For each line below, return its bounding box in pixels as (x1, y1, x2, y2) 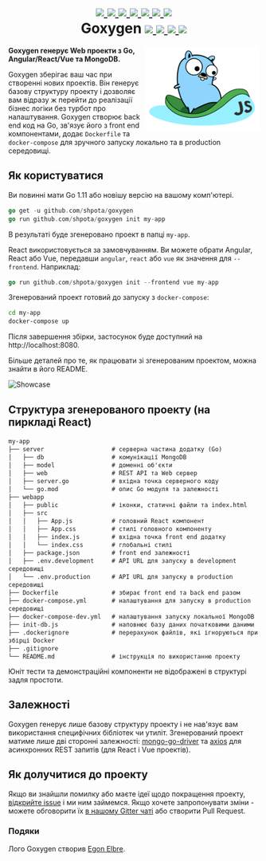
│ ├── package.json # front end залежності (8, 548, 191, 556)
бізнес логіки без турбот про (8, 103, 106, 113)
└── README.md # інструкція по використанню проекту (8, 652, 241, 660)
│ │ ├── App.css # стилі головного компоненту (8, 525, 213, 533)
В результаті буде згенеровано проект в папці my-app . (8, 230, 190, 239)
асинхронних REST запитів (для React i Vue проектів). (8, 745, 191, 754)
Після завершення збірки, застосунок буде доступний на (8, 332, 203, 341)
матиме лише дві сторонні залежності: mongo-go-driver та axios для (8, 736, 241, 745)
